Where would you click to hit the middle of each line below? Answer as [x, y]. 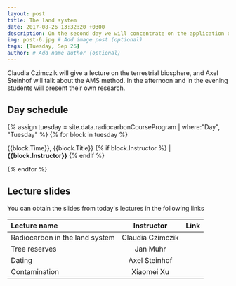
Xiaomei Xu [151, 271]
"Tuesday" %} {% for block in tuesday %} [68, 134]
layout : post [26, 14]
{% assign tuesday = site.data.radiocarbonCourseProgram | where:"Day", [114, 126]
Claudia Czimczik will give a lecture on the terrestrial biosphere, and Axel [113, 73]
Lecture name [34, 226]
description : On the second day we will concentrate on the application [116, 33]
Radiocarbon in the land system [63, 238]
